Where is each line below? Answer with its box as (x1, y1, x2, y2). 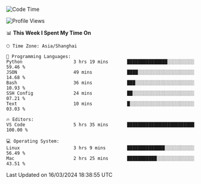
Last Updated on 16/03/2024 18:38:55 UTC (6, 171, 113, 178)
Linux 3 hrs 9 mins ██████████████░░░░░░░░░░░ (6, 145, 195, 151)
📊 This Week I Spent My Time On (6, 29, 91, 36)
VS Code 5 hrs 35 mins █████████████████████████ (6, 122, 195, 128)
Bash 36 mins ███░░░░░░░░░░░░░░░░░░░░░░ (6, 80, 195, 86)
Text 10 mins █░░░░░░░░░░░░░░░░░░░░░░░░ (6, 101, 195, 107)
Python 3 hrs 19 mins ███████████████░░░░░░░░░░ (6, 59, 195, 65)
